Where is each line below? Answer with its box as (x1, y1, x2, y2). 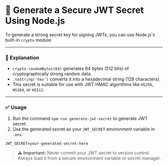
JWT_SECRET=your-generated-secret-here (5, 141, 88, 146)
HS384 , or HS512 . (12, 87, 45, 93)
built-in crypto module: (5, 37, 52, 43)
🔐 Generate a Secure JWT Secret (5, 4, 144, 16)
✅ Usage (5, 104, 27, 111)
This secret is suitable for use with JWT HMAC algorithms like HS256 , (12, 81, 153, 87)
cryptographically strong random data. (12, 71, 92, 77)
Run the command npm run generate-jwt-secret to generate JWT (12, 115, 148, 121)
